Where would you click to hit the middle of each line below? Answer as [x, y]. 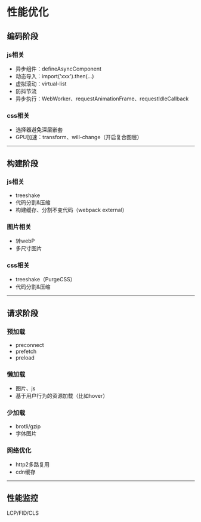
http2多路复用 [33, 465]
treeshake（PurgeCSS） [45, 280]
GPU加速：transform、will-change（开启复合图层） [79, 137]
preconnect [30, 345]
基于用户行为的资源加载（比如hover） [62, 396]
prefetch [26, 351]
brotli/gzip [28, 426]
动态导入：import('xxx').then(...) [55, 76]
